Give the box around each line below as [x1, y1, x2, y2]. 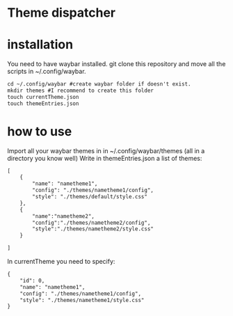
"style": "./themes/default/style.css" [32, 193, 148, 200]
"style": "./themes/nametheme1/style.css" [19, 297, 145, 303]
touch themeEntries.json [7, 100, 79, 107]
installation [7, 37, 74, 53]
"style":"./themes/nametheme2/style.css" [32, 226, 154, 232]
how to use [7, 123, 72, 139]
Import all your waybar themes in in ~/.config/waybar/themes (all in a [7, 146, 205, 155]
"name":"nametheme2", [32, 212, 95, 220]
